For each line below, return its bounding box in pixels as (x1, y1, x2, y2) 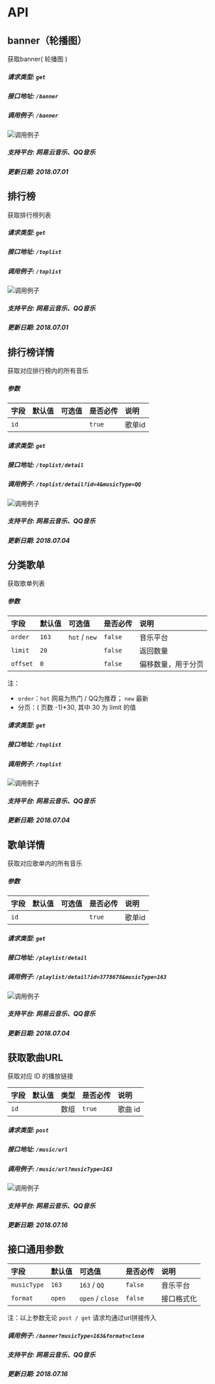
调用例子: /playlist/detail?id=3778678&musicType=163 (7, 972, 167, 981)
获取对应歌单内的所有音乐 (7, 859, 83, 867)
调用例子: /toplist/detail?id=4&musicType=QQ (7, 479, 142, 489)
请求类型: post (7, 1126, 49, 1134)
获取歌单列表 (7, 579, 45, 588)
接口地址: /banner (7, 91, 59, 100)
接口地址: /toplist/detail (7, 460, 84, 469)
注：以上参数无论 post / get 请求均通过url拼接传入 (7, 1313, 157, 1322)
